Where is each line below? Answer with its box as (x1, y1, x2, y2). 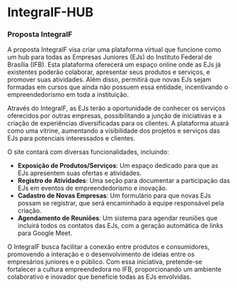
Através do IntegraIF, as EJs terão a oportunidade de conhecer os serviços (7, 104, 226, 113)
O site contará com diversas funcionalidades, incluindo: (7, 148, 170, 156)
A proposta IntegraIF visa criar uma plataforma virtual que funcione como (7, 45, 221, 54)
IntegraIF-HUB (7, 4, 94, 20)
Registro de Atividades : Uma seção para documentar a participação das (17, 176, 231, 185)
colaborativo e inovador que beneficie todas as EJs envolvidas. (7, 272, 192, 281)
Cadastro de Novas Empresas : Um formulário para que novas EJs (17, 191, 212, 200)
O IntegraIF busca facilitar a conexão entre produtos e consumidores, (7, 243, 210, 251)
